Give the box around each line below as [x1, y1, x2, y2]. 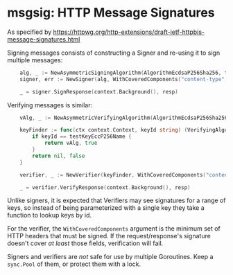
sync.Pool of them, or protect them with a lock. [7, 260, 141, 268]
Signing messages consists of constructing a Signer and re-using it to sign [7, 48, 221, 57]
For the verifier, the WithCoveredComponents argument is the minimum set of [7, 224, 221, 233]
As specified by [7, 28, 52, 36]
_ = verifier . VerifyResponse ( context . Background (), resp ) [19, 184, 191, 191]
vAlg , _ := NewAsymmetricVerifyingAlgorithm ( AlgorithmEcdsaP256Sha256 [19, 114, 228, 121]
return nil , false [32, 152, 85, 159]
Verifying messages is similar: [7, 100, 92, 109]
